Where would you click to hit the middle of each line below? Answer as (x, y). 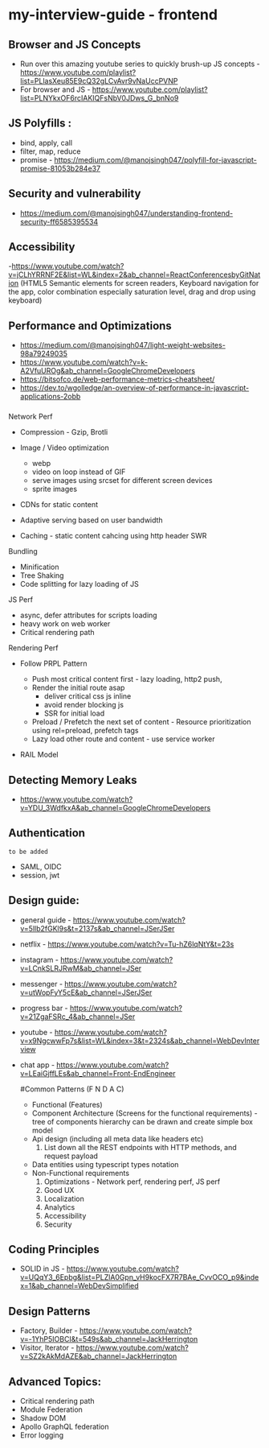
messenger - (41, 984)
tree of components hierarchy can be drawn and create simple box (142, 1121)
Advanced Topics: (55, 1382)
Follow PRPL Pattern (53, 664)
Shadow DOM (43, 1418)
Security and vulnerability (75, 194)
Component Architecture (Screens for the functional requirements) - (145, 1113)
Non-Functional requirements (81, 1173)
